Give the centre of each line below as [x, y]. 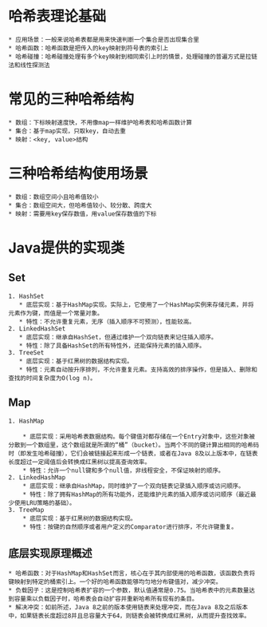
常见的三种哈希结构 [71, 99]
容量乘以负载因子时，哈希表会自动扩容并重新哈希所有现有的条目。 [106, 599]
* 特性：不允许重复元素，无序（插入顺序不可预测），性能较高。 [107, 321]
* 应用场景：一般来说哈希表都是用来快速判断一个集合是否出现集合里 [104, 40]
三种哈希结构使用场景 [79, 174]
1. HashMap [26, 421]
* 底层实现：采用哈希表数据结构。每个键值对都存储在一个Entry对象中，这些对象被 [139, 436]
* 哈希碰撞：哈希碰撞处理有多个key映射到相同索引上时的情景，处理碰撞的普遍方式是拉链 [133, 57]
